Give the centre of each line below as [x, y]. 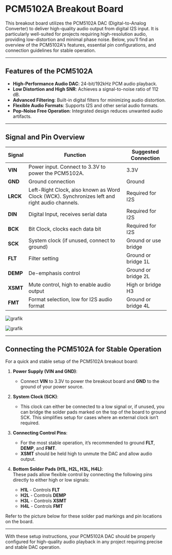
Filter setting [44, 258]
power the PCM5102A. [56, 173]
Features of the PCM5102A [49, 71]
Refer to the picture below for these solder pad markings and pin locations [84, 516]
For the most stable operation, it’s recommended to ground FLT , [88, 443]
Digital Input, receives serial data [68, 214]
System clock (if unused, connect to [72, 240]
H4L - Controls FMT [41, 506]
